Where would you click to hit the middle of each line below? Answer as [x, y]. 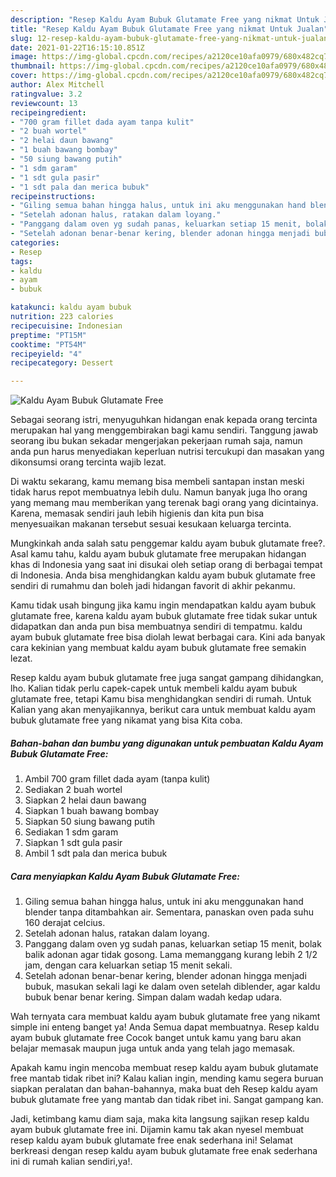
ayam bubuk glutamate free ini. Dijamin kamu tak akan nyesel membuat [157, 1130]
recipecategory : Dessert [62, 363]
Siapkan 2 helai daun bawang [85, 800]
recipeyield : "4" [46, 354]
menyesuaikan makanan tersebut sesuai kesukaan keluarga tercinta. [151, 524]
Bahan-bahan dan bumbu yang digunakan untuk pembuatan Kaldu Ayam [167, 743]
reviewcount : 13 [44, 103]
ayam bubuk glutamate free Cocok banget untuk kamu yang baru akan [156, 1038]
